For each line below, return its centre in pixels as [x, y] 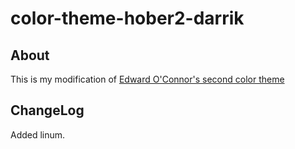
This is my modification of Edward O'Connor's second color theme [147, 79]
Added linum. [38, 134]
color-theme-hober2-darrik [127, 18]
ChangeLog [47, 110]
